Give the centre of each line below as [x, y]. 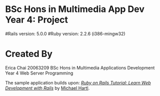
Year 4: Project [37, 20]
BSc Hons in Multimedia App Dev [75, 9]
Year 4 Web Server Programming [39, 73]
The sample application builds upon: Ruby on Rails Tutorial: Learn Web [78, 82]
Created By [29, 54]
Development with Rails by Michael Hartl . [47, 88]
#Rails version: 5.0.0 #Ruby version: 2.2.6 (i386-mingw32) [65, 33]
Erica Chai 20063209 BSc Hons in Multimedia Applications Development [80, 67]
